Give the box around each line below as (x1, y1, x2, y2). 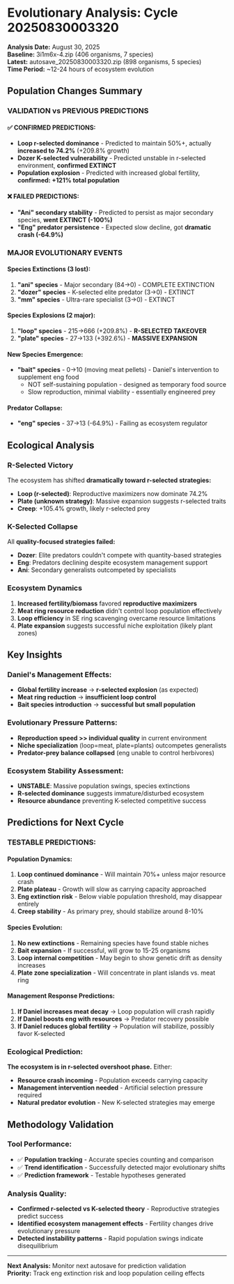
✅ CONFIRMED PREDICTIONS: (7, 123, 96, 132)
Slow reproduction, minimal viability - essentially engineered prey (27, 388, 216, 396)
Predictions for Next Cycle (7, 817, 124, 828)
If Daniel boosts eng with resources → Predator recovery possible (17, 1014, 210, 1023)
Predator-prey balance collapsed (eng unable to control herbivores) (17, 748, 214, 757)
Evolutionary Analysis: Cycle (7, 5, 178, 21)
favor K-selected (17, 1029, 65, 1037)
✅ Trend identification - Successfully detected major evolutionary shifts (17, 1163, 226, 1171)
